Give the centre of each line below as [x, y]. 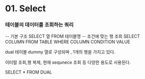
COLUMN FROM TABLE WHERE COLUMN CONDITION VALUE [68, 42]
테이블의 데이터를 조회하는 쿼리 [39, 25]
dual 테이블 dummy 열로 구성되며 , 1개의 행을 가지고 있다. [60, 52]
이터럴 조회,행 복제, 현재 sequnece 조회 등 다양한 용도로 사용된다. [68, 62]
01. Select [26, 9]
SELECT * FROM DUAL [29, 72]
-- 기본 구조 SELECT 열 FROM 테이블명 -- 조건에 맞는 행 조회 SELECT [72, 36]
